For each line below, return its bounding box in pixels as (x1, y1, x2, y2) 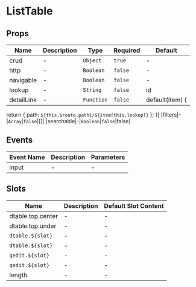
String (83, 86, 102, 93)
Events (6, 135, 33, 146)
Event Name (9, 153, 45, 161)
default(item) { (145, 95, 187, 104)
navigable (9, 76, 37, 84)
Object (83, 57, 102, 64)
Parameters (90, 153, 125, 161)
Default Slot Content (104, 201, 164, 210)
